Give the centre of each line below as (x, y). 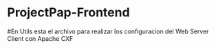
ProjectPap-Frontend (68, 13)
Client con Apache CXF (40, 38)
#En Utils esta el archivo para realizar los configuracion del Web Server (108, 31)
